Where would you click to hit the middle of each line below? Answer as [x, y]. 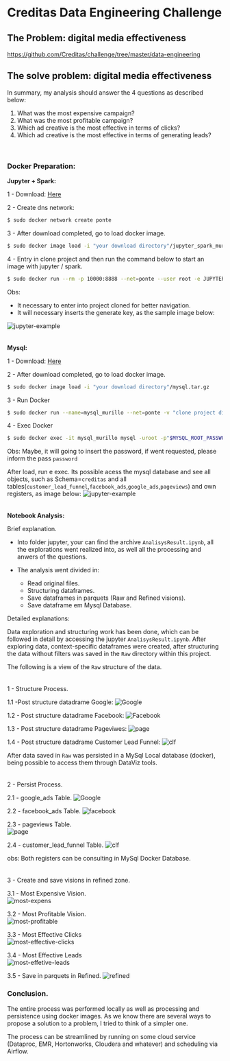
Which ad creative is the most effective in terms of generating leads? [114, 135]
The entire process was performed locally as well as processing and [103, 1008]
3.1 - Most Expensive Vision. [47, 894]
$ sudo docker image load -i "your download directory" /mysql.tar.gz [108, 387]
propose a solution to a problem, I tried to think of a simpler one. [98, 1023]
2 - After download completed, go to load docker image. [86, 374]
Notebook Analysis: [36, 515]
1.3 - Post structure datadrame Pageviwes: [67, 729]
